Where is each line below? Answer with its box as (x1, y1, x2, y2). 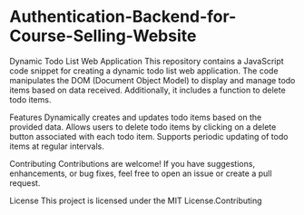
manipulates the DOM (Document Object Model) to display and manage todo (9, 74, 296, 85)
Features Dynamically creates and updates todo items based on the (9, 112, 262, 122)
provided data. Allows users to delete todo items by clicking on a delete (9, 121, 277, 132)
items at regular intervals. (9, 141, 104, 151)
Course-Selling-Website (9, 25, 197, 46)
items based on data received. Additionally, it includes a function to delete (9, 84, 286, 95)
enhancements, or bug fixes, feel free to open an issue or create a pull (9, 168, 272, 179)
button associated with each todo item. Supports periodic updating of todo (9, 131, 289, 142)
